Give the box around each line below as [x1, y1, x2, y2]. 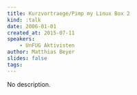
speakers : [7, 36, 36, 43]
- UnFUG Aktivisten [19, 42, 75, 49]
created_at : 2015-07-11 [7, 29, 75, 36]
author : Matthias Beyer [7, 49, 75, 56]
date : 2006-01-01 [7, 23, 57, 30]
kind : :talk [7, 17, 41, 23]
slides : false [7, 55, 48, 62]
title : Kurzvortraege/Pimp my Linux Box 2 [7, 10, 130, 17]
